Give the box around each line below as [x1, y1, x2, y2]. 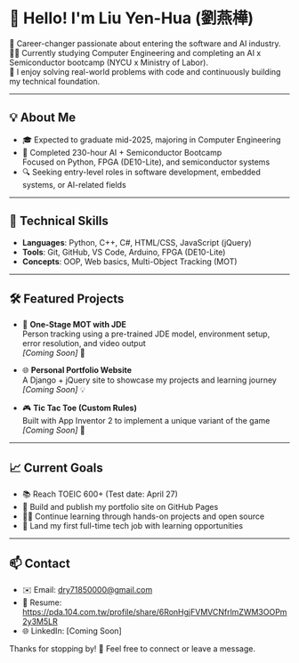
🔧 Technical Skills [9, 214, 109, 229]
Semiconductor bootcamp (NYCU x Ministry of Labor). [9, 57, 209, 68]
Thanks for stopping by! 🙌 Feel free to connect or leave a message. [9, 643, 256, 654]
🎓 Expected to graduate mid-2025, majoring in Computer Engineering [21, 134, 281, 145]
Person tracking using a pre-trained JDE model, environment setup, [21, 328, 271, 339]
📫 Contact [9, 555, 71, 570]
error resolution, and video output [21, 338, 147, 349]
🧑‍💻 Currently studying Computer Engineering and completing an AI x [9, 47, 262, 58]
